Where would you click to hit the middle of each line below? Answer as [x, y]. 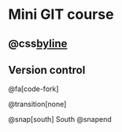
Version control [47, 70]
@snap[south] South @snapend [60, 119]
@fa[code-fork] [33, 89]
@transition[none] [37, 104]
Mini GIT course [61, 15]
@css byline [38, 44]
